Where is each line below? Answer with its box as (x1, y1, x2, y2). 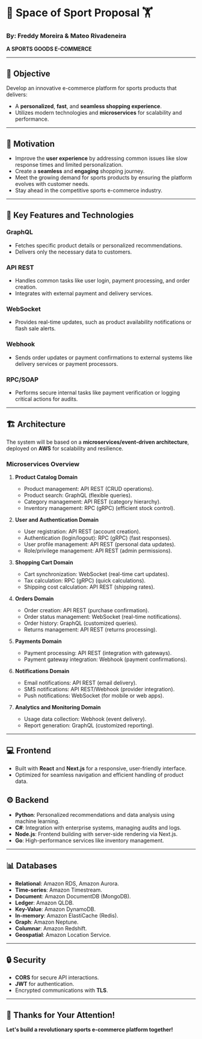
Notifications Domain (14, 668, 70, 675)
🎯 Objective (6, 68, 50, 78)
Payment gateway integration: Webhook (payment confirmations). (23, 656, 188, 663)
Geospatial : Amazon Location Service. (14, 931, 111, 938)
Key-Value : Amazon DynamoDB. (14, 905, 96, 913)
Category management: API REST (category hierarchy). (23, 498, 161, 505)
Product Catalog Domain (14, 473, 78, 481)
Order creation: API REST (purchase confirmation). (23, 607, 149, 614)
